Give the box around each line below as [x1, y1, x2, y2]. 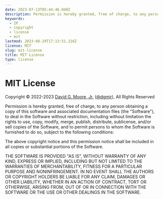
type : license [5, 57, 34, 62]
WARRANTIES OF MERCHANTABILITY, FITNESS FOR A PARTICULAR [5, 163, 142, 169]
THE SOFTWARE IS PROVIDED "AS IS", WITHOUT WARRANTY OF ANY [5, 153, 147, 159]
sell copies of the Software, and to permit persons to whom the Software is [5, 124, 155, 130]
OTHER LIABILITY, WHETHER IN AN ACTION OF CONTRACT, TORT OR [5, 179, 147, 185]
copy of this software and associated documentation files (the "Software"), [5, 109, 155, 114]
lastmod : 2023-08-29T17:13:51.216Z [5, 39, 77, 44]
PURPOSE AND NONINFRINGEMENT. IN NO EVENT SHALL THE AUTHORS [5, 169, 154, 175]
